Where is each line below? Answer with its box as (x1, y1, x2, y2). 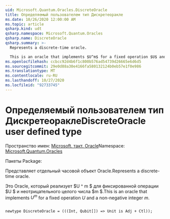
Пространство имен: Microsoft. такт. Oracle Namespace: (5, 142, 125, 149)
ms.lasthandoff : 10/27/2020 (5, 78, 65, 83)
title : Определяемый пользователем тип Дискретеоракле (5, 12, 123, 17)
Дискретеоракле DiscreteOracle (5, 115, 146, 127)
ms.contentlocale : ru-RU (5, 73, 58, 79)
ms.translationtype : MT (5, 68, 56, 74)
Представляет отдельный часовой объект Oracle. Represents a (5, 168, 140, 174)
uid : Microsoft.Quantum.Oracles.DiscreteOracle (5, 7, 108, 13)
